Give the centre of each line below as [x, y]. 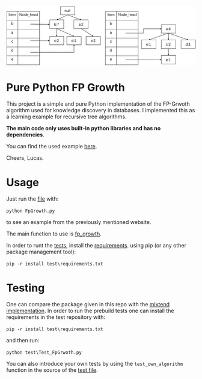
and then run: [23, 341]
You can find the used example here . [52, 147]
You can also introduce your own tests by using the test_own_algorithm [95, 364]
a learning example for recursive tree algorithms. [67, 117]
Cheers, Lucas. [25, 158]
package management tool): [41, 252]
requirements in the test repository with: [56, 317]
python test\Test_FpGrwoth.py [44, 353]
